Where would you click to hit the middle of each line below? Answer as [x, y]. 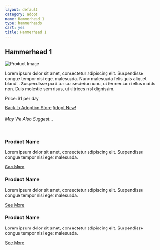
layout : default [21, 10]
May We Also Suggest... [29, 119]
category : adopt [21, 14]
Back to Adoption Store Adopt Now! [41, 107]
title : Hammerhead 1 [26, 32]
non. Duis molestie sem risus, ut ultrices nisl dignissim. [60, 89]
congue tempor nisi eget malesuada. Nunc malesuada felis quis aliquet [76, 78]
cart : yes [15, 28]
